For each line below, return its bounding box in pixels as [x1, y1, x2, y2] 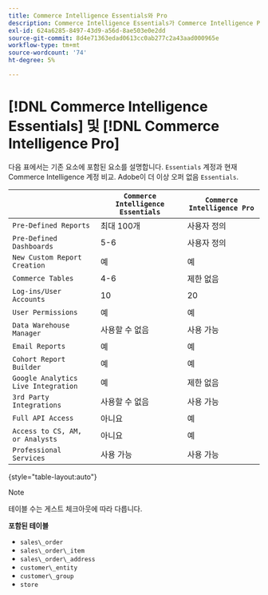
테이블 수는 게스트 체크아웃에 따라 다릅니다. [8, 504, 143, 514]
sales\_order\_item [19, 546, 85, 555]
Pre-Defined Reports [12, 220, 90, 230]
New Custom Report [12, 252, 82, 262]
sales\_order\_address [19, 555, 96, 563]
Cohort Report [12, 355, 66, 363]
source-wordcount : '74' [8, 49, 88, 57]
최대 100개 [100, 220, 141, 232]
